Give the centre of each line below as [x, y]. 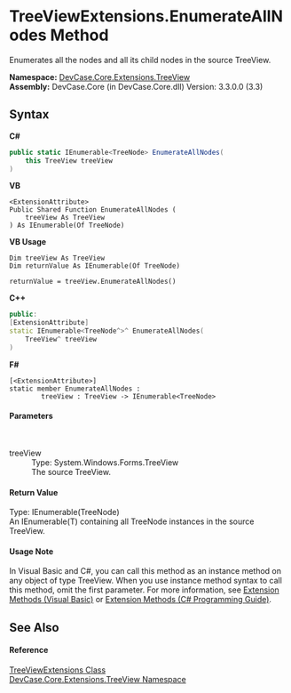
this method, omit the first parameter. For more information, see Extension [144, 590]
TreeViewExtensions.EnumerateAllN [146, 16]
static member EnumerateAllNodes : [75, 389]
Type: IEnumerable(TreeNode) [64, 512]
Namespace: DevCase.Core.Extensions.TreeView [100, 77]
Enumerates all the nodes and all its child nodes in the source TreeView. [140, 60]
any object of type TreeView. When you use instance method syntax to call [145, 581]
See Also [34, 628]
